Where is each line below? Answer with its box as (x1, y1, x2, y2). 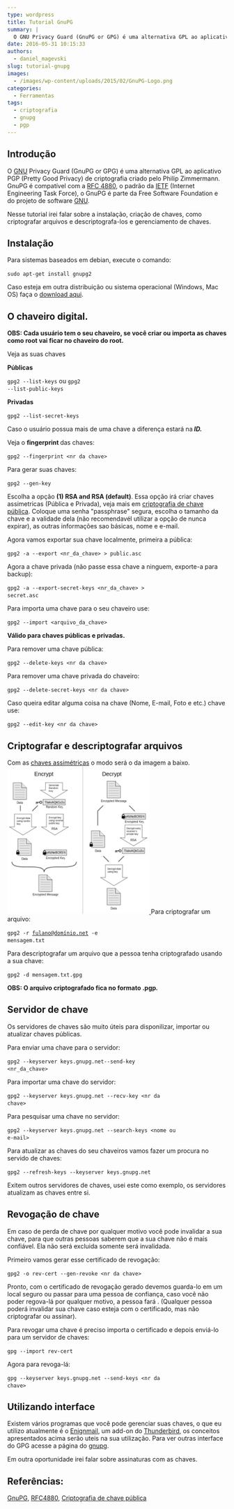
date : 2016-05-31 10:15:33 (7, 40, 86, 48)
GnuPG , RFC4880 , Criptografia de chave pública (7, 1494, 147, 1502)
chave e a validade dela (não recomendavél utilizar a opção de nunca (7, 514, 207, 523)
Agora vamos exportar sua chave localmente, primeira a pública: (7, 535, 193, 544)
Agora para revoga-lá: (7, 1360, 71, 1368)
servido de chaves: (7, 1154, 62, 1162)
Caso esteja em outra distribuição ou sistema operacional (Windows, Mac (7, 283, 219, 291)
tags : (7, 100, 23, 107)
